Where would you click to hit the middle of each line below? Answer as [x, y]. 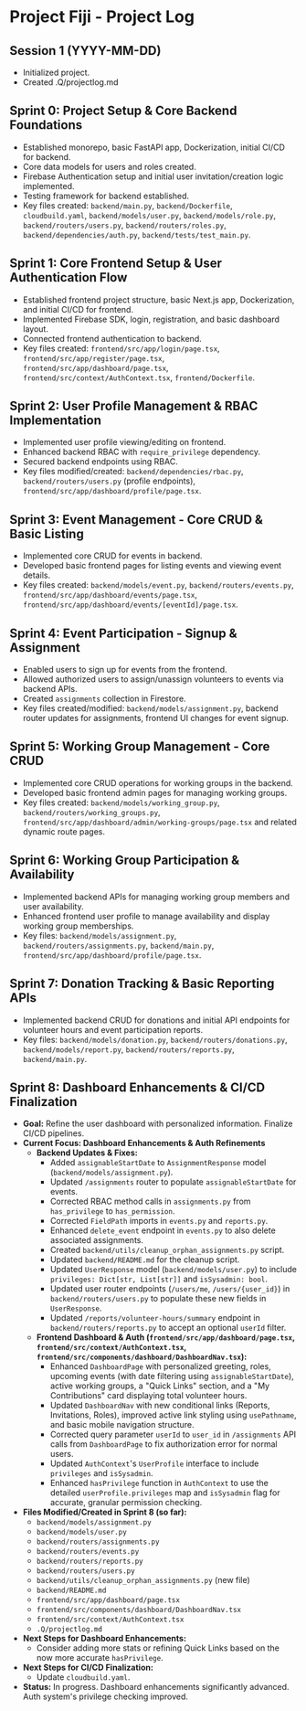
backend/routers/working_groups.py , [92, 812]
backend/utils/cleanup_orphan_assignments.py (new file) [143, 1580]
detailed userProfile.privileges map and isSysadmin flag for [165, 1493]
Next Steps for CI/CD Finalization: [88, 1668]
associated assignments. [97, 1240]
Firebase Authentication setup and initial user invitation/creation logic [153, 176]
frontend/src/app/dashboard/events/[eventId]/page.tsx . [131, 604]
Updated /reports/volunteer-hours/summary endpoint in [155, 1318]
